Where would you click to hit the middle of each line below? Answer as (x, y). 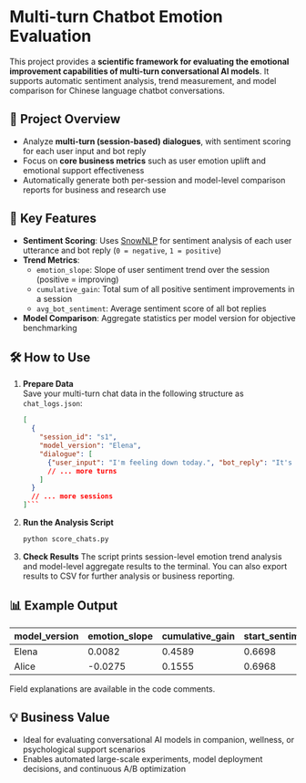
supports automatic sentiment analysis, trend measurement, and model (143, 80)
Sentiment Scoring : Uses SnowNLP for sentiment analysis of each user (157, 240)
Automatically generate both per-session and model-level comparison (154, 180)
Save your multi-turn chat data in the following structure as (133, 393)
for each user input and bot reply (84, 151)
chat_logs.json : (53, 403)
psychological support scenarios (84, 749)
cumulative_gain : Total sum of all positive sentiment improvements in (165, 288)
